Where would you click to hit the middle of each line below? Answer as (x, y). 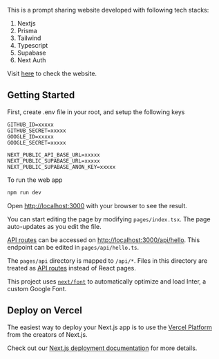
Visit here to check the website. (52, 73)
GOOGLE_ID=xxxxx (30, 137)
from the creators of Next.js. (47, 334)
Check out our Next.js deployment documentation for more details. (102, 348)
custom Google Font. (37, 288)
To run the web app (35, 180)
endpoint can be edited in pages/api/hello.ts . (73, 247)
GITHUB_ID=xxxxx (30, 125)
